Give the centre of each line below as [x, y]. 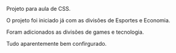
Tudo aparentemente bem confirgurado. [57, 44]
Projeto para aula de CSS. [39, 9]
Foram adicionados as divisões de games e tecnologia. [75, 32]
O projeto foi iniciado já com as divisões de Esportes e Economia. [88, 20]
